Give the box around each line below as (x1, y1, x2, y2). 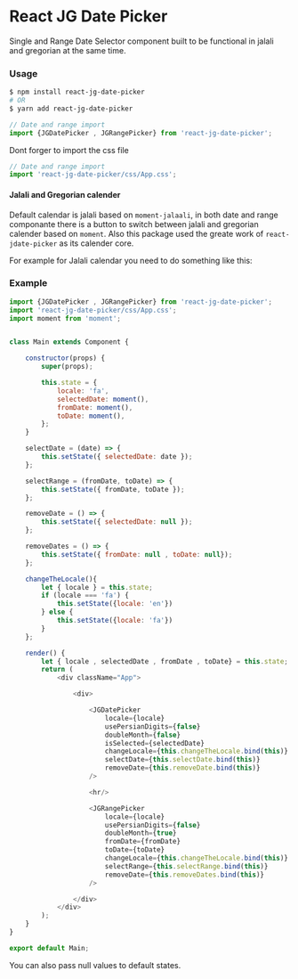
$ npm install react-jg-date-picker (9, 87, 145, 97)
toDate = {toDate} (104, 845, 165, 854)
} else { (41, 608, 74, 616)
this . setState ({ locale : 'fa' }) (56, 616, 173, 625)
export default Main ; (9, 943, 90, 952)
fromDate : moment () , (56, 403, 133, 412)
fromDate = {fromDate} (104, 837, 181, 846)
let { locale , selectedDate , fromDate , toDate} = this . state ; (41, 657, 289, 665)
